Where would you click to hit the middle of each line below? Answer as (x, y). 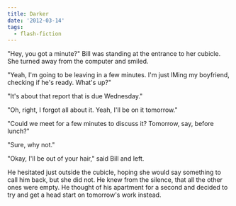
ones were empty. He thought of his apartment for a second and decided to (118, 188)
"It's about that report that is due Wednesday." (75, 96)
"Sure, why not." (31, 145)
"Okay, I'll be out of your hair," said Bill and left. (76, 159)
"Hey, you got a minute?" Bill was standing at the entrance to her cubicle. (114, 54)
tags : (15, 27)
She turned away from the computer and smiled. (78, 62)
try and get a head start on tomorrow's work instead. (84, 195)
